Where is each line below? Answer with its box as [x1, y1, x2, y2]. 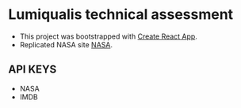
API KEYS [8, 63, 57, 76]
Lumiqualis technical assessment [8, 6, 234, 24]
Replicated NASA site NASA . [19, 39, 113, 49]
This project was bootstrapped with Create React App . [19, 32, 198, 41]
